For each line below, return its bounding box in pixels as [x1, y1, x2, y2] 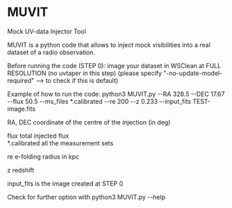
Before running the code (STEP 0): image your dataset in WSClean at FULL [7, 61, 222, 70]
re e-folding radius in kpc [7, 152, 80, 161]
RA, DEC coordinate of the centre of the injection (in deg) [7, 118, 171, 126]
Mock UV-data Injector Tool [7, 27, 87, 35]
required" [7, 76, 35, 84]
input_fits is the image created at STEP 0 [7, 179, 124, 188]
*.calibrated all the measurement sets [7, 138, 114, 147]
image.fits [7, 104, 36, 113]
